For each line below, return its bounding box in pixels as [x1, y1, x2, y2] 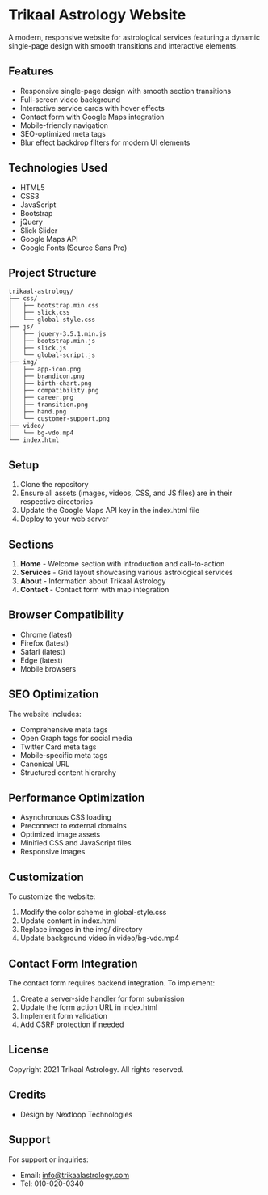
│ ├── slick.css [8, 309, 70, 317]
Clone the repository [19, 480, 89, 489]
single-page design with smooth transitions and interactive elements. [8, 40, 238, 50]
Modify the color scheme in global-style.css [19, 908, 167, 917]
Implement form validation [19, 1011, 107, 1021]
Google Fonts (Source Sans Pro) [19, 243, 128, 252]
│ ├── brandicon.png [8, 372, 85, 381]
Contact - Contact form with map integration [19, 585, 170, 594]
